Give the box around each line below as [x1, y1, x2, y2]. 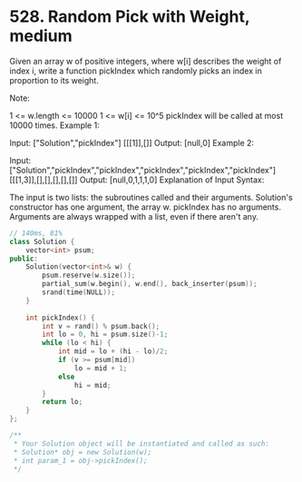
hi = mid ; [73, 380, 112, 389]
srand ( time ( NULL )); [42, 288, 116, 297]
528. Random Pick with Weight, [9, 6, 250, 27]
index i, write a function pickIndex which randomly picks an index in [9, 65, 263, 76]
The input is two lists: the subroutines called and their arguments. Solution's [9, 192, 293, 202]
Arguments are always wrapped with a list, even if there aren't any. [9, 211, 258, 221]
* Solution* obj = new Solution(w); [13, 448, 152, 457]
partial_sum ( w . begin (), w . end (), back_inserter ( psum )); [42, 280, 258, 289]
